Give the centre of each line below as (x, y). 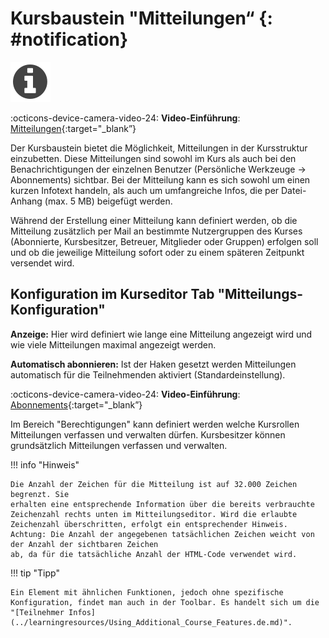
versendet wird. (42, 263)
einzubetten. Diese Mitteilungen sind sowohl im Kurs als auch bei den (153, 158)
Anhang (26, 201)
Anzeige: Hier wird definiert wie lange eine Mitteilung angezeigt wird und (161, 334)
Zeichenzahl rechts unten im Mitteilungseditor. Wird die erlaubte (154, 514)
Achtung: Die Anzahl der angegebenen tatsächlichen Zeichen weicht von (162, 534)
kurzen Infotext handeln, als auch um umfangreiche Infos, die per (145, 190)
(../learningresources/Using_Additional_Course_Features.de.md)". (151, 622)
